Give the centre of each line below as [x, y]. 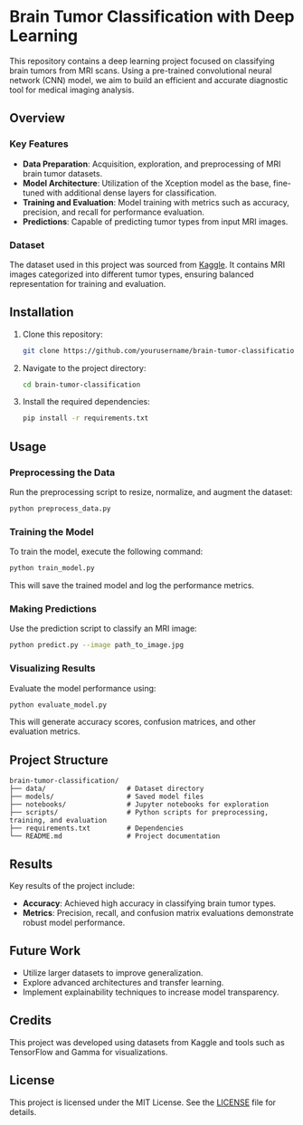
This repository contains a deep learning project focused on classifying [142, 61]
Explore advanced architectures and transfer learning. [123, 982]
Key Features [39, 144]
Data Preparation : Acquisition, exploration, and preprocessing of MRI [151, 164]
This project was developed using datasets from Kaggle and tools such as [147, 1042]
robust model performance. [74, 923]
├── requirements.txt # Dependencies [96, 829]
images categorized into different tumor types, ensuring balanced [132, 274]
